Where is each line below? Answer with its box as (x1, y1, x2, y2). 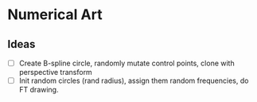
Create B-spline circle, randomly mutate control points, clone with (18, 58, 236, 68)
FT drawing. (18, 85, 59, 95)
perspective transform (18, 68, 92, 77)
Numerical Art (7, 6, 103, 24)
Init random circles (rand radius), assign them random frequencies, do (18, 76, 249, 85)
